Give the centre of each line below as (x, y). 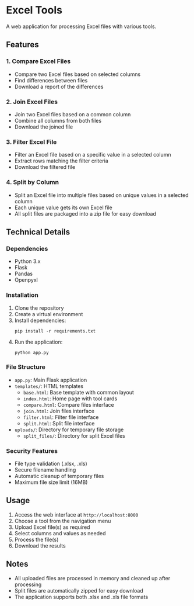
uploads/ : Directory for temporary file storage (69, 430)
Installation (22, 295)
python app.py (31, 352)
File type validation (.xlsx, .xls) (51, 464)
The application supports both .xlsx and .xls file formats (81, 597)
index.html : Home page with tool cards (70, 399)
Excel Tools (34, 10)
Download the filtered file (45, 167)
